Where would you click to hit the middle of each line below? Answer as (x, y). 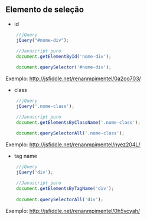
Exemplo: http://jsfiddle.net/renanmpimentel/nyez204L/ (73, 145)
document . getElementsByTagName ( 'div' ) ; (65, 188)
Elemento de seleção (45, 10)
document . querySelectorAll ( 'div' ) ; (60, 199)
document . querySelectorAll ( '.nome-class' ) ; (71, 133)
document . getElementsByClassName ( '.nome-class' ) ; (79, 122)
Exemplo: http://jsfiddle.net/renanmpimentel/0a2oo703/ (73, 78)
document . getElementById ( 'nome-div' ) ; (64, 57)
